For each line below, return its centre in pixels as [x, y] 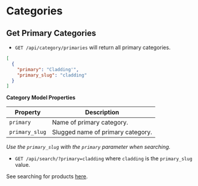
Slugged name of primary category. [102, 132]
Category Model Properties [41, 97]
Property [28, 112]
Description [102, 112]
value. [22, 165]
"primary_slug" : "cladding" [52, 75]
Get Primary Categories [51, 33]
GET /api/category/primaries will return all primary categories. [93, 47]
